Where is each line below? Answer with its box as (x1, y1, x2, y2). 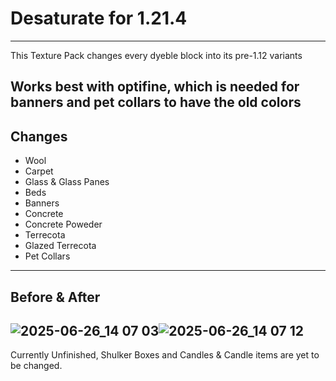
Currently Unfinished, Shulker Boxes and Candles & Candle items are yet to (10, 349, 320, 361)
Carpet (24, 165, 54, 177)
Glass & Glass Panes (24, 176, 110, 188)
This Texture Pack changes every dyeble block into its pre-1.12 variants (10, 49, 303, 61)
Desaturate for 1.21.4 (10, 7, 188, 30)
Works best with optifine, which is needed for (10, 78, 300, 96)
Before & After (10, 288, 101, 306)
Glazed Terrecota (24, 240, 97, 252)
